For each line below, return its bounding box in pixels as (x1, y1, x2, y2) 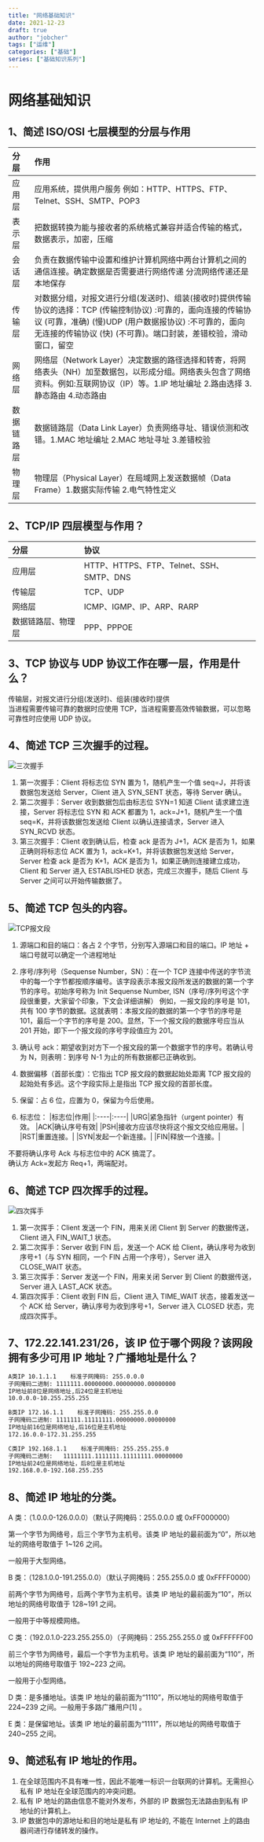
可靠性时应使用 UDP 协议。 (8, 713, 96, 723)
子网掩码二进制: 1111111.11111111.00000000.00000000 (8, 1416, 176, 1424)
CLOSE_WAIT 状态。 (19, 1262, 86, 1271)
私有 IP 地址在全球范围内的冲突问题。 (19, 1786, 141, 1796)
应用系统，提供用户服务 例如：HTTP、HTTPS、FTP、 (34, 183, 233, 194)
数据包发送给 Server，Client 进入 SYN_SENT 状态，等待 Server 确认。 (19, 788, 246, 797)
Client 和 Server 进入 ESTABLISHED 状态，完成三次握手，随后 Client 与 (19, 866, 249, 876)
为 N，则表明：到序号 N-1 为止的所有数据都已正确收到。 (19, 1053, 200, 1062)
